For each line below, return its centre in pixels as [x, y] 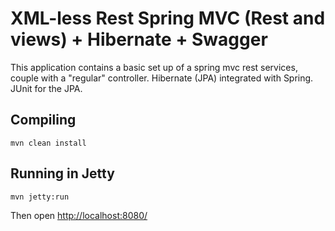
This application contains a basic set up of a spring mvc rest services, [154, 67]
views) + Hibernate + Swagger [139, 39]
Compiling [43, 120]
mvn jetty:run [40, 197]
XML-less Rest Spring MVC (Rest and [168, 18]
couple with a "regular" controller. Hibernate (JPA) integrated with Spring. [162, 78]
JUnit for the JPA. [46, 88]
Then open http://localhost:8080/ [79, 215]
